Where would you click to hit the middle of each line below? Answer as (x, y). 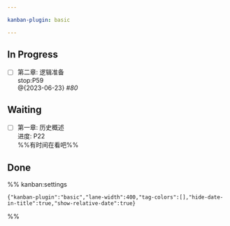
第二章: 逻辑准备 (41, 72)
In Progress (33, 54)
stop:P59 (30, 80)
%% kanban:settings (37, 185)
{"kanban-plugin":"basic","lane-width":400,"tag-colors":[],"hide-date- (115, 197)
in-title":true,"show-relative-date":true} (72, 204)
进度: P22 (31, 136)
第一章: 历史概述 (41, 128)
